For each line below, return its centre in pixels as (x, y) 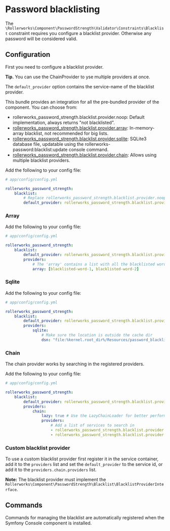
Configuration (28, 55)
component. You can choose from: (41, 107)
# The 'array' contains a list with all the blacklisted (94, 264)
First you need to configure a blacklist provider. (54, 67)
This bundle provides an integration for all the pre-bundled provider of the (82, 102)
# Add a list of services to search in (93, 425)
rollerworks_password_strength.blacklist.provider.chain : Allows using (84, 155)
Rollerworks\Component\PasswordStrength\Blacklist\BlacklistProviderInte (85, 485)
